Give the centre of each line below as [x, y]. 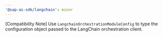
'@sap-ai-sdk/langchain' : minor [39, 10]
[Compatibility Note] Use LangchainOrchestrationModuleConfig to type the [81, 24]
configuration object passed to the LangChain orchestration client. [74, 29]
